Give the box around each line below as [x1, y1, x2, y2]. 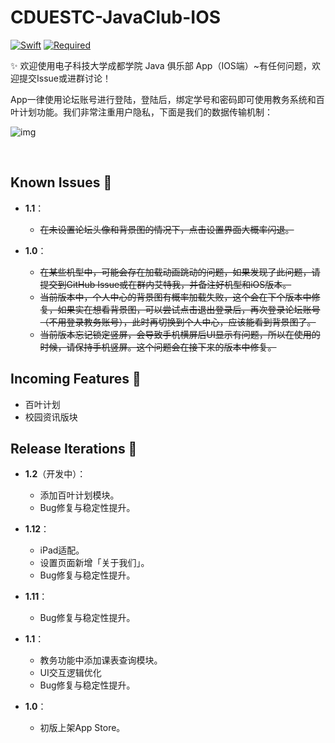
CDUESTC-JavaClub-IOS [10, 6, 222, 29]
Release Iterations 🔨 [10, 440, 138, 457]
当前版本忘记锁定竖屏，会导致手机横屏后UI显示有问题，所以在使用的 [39, 328, 321, 340]
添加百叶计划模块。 [39, 489, 120, 501]
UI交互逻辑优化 [39, 667, 102, 679]
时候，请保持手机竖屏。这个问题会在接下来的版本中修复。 [39, 341, 277, 353]
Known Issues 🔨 [10, 174, 113, 191]
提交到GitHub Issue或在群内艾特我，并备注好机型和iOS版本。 [39, 278, 292, 290]
